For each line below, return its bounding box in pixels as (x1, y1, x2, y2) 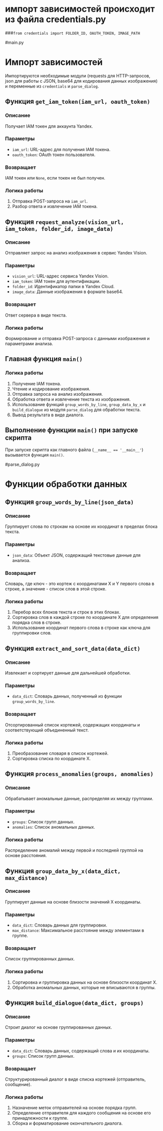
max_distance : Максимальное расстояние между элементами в (12, 927, 144, 933)
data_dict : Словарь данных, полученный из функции (12, 693, 122, 699)
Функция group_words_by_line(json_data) (5, 498, 134, 506)
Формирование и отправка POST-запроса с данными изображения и (5, 336, 150, 341)
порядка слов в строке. (12, 620, 62, 626)
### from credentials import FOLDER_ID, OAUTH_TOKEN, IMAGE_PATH (5, 30, 140, 36)
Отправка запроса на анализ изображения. (12, 391, 103, 397)
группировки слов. (12, 630, 52, 636)
